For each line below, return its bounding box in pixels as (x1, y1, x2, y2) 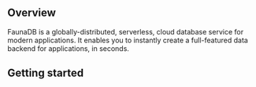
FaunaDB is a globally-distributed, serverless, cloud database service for (7, 27, 244, 36)
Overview (7, 6, 57, 20)
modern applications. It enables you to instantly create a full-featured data (7, 35, 249, 45)
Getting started (7, 67, 84, 80)
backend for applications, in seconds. (7, 43, 129, 53)
